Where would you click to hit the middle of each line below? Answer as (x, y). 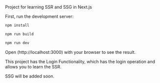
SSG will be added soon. (30, 76)
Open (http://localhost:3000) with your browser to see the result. (70, 52)
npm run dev (17, 43)
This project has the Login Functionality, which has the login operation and (80, 61)
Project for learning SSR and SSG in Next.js (48, 7)
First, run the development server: (39, 16)
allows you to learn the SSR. (33, 66)
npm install (17, 25)
